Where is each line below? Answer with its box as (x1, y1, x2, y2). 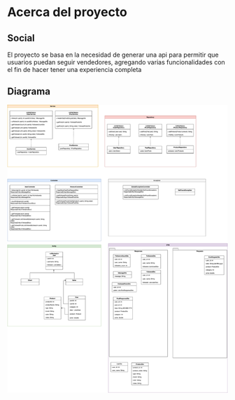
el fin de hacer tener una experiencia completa (7, 66, 142, 73)
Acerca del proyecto (7, 4, 128, 20)
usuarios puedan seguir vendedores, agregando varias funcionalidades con (7, 58, 225, 66)
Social (7, 32, 35, 44)
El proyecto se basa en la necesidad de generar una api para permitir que (7, 50, 219, 59)
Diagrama (7, 85, 51, 98)
